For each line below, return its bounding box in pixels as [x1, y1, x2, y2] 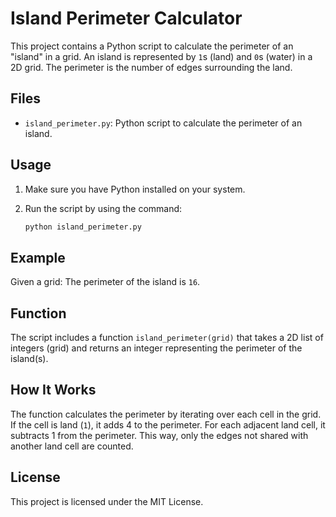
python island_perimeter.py [24, 222, 142, 232]
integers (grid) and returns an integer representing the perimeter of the [10, 342, 303, 354]
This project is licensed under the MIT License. [10, 495, 204, 507]
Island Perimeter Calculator [10, 7, 243, 30]
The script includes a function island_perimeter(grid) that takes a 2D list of [10, 332, 324, 344]
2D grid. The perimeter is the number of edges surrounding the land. [10, 61, 293, 73]
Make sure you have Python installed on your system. [24, 183, 246, 195]
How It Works [10, 382, 97, 399]
